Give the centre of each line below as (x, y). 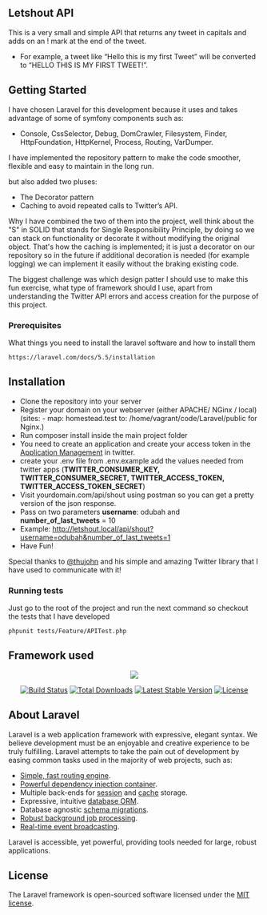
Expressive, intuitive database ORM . (79, 801)
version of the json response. (68, 503)
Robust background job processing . (79, 818)
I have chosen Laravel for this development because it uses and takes (123, 109)
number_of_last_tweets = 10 (68, 520)
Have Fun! (36, 546)
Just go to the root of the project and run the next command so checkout (128, 608)
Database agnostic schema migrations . (84, 809)
